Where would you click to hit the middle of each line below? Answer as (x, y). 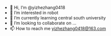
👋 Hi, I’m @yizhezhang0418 (37, 8)
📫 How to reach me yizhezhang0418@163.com (58, 28)
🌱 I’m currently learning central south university (58, 18)
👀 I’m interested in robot (34, 13)
